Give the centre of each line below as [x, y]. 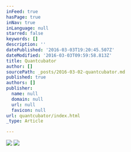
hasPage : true [24, 17]
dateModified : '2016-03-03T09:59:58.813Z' [59, 55]
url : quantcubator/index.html [43, 115]
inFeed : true [22, 11]
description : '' [26, 45]
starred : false [25, 34]
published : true [26, 77]
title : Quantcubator [32, 61]
